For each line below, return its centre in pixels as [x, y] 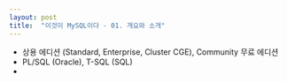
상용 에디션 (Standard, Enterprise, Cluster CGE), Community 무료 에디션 [150, 52]
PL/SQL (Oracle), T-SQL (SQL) [77, 62]
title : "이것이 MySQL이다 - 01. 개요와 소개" [87, 26]
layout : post [33, 17]
